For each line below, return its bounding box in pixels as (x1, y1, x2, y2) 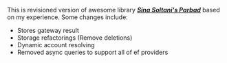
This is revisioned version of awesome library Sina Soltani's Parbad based (7, 6, 220, 14)
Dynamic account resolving (17, 41, 95, 49)
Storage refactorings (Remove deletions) (17, 34, 133, 42)
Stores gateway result (17, 27, 79, 34)
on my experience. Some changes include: (7, 13, 129, 21)
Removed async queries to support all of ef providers (17, 48, 169, 56)
